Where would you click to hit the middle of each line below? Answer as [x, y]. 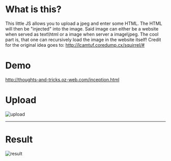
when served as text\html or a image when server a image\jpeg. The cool [82, 34]
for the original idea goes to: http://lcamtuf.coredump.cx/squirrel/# [75, 45]
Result [19, 139]
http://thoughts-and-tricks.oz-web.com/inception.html [62, 79]
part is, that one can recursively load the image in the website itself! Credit [83, 40]
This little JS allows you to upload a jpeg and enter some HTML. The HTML [84, 23]
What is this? [34, 9]
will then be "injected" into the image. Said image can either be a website [82, 28]
